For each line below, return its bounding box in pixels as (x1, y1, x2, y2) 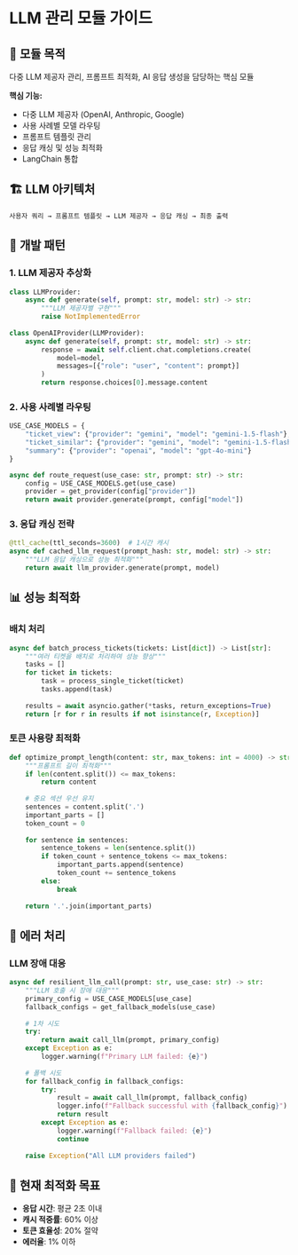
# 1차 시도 (25, 1019, 60, 1028)
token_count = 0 (25, 818, 86, 828)
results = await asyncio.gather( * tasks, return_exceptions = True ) (25, 701, 272, 710)
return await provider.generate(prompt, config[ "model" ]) (25, 495, 244, 504)
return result (56, 1110, 109, 1119)
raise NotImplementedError (41, 312, 141, 321)
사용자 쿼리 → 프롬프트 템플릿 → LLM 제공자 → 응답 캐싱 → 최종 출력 (9, 211, 229, 220)
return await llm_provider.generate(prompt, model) (25, 564, 220, 572)
